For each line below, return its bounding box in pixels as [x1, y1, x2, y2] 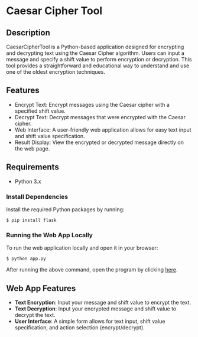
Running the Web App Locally [6, 231, 93, 239]
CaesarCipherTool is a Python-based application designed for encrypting [6, 43, 184, 50]
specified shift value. [14, 107, 66, 114]
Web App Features [6, 283, 76, 293]
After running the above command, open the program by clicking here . [6, 266, 178, 273]
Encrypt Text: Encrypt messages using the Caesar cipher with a [14, 101, 170, 108]
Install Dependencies [6, 192, 69, 201]
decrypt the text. [14, 312, 56, 319]
